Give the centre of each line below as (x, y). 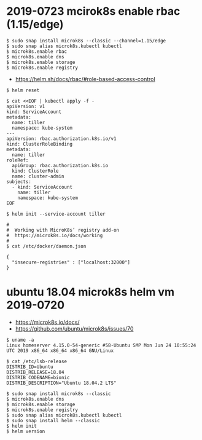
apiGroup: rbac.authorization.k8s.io (60, 165)
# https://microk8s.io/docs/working (55, 235)
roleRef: (17, 160)
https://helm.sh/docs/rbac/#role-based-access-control (85, 79)
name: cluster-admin (38, 176)
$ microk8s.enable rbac (37, 51)
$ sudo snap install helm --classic (53, 420)
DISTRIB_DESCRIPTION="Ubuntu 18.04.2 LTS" (61, 383)
